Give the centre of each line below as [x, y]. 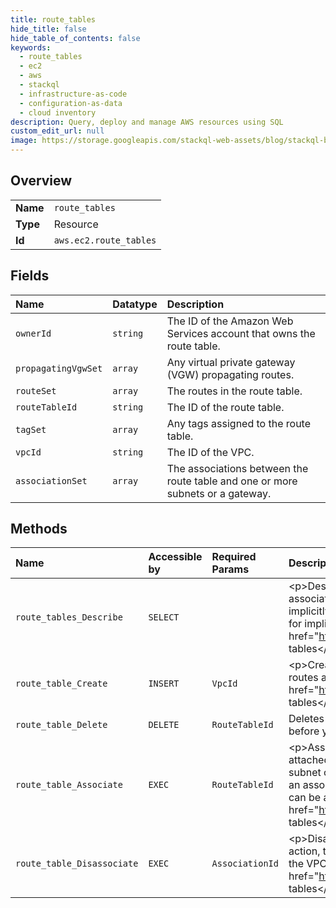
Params [230, 569]
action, [304, 851]
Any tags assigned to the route [239, 423]
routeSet [36, 390]
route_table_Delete [61, 725]
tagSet [31, 429]
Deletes [306, 719]
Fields [30, 276]
